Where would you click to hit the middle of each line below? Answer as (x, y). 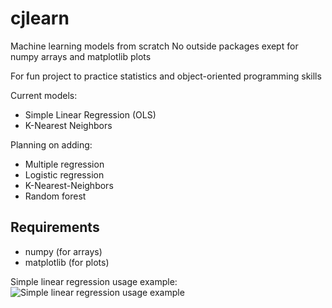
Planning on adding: (51, 144)
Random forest (55, 196)
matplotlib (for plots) (67, 262)
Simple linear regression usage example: (94, 281)
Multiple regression (64, 164)
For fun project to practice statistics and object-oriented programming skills (166, 76)
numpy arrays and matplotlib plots (81, 56)
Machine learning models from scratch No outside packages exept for (154, 46)
